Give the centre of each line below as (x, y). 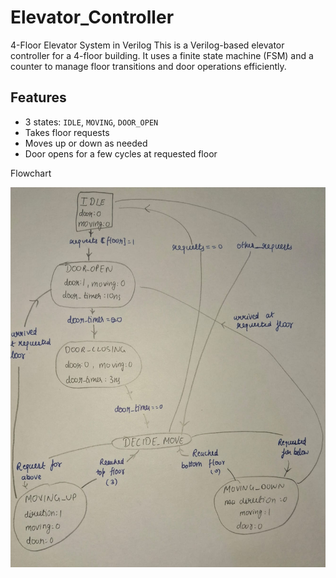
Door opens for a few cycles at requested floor (121, 153)
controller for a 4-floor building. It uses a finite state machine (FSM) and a (162, 55)
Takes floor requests (67, 132)
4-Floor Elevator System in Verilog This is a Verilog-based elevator (147, 45)
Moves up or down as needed (86, 143)
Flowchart (31, 173)
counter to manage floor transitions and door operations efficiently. (148, 66)
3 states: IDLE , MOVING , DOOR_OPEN (91, 122)
